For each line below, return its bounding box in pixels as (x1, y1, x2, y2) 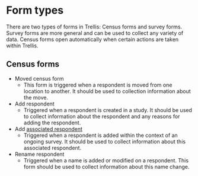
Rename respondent (14, 151, 65, 158)
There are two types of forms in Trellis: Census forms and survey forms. (6, 23, 183, 30)
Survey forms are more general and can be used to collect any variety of (6, 29, 184, 36)
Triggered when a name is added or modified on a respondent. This (23, 156, 189, 164)
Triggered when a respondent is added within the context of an (23, 132, 178, 139)
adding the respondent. (23, 119, 81, 126)
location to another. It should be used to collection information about (23, 87, 191, 95)
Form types (6, 4, 64, 17)
